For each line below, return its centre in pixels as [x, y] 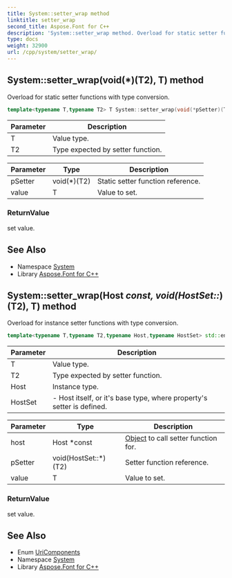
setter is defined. [80, 407]
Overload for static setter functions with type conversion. [89, 97]
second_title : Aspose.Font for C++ [58, 26]
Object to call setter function [171, 438]
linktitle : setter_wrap [41, 20]
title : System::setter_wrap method [58, 13]
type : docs [23, 39]
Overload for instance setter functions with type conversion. [93, 323]
